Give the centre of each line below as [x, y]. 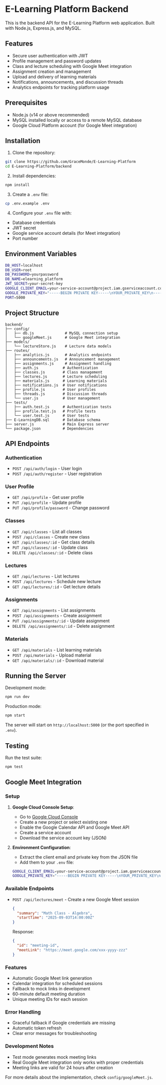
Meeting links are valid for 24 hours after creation [62, 1067]
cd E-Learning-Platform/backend [38, 166]
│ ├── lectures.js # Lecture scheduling [56, 377]
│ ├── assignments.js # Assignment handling [58, 363]
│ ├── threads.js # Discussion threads [56, 394]
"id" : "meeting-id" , [38, 946]
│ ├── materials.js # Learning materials [56, 381]
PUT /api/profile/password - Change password [61, 508]
